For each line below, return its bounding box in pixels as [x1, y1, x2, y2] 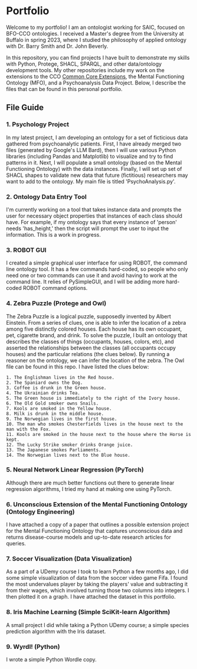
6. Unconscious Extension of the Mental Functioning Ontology [6, 500, 188, 508]
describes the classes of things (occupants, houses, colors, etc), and [6, 338, 174, 345]
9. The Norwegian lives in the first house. [6, 416, 117, 422]
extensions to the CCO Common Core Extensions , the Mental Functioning [6, 73, 185, 80]
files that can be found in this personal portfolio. [6, 85, 123, 92]
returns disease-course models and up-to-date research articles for [6, 534, 172, 541]
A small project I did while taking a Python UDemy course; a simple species [6, 621, 189, 628]
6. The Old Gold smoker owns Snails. [6, 400, 99, 406]
